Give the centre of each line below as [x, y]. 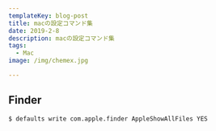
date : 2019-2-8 [34, 31]
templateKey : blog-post [49, 16]
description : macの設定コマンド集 [61, 38]
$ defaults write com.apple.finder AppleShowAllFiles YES [108, 119]
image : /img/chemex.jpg [49, 61]
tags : [17, 46]
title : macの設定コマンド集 [51, 23]
